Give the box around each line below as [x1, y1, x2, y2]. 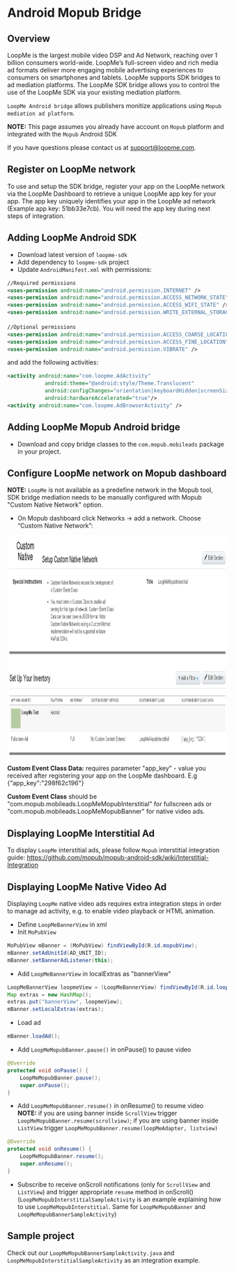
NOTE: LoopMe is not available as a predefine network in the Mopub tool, [7, 486, 214, 494]
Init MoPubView [17, 928, 57, 936]
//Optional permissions [7, 323, 77, 330]
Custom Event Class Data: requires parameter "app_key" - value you [7, 764, 207, 773]
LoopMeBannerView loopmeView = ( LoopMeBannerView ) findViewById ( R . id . [7, 984, 217, 991]
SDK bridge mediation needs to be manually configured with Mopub [7, 493, 202, 502]
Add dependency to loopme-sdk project [17, 258, 130, 266]
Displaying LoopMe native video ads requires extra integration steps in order [7, 900, 222, 907]
